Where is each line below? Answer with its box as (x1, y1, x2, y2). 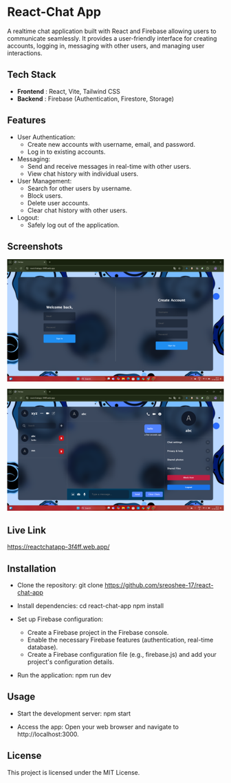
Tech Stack (7, 69, 56, 81)
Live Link (7, 525, 47, 536)
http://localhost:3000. (16, 730, 79, 738)
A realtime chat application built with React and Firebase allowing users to (7, 27, 217, 35)
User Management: (16, 176, 72, 185)
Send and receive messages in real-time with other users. (27, 162, 191, 170)
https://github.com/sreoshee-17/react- (104, 581, 214, 589)
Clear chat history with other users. (27, 206, 128, 214)
